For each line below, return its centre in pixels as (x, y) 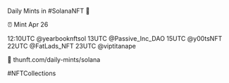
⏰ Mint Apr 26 (28, 24)
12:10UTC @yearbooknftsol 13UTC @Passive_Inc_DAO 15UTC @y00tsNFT (115, 38)
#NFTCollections (32, 73)
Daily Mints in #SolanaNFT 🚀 (49, 11)
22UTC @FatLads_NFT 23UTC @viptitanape (72, 46)
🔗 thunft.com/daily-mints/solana (54, 59)
